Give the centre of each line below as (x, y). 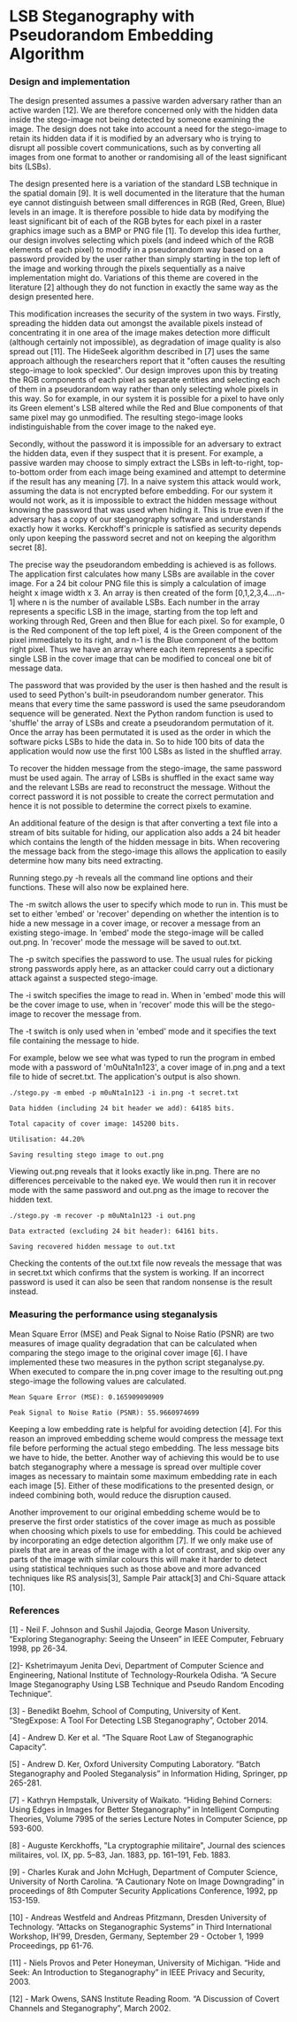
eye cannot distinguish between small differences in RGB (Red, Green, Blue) (147, 203)
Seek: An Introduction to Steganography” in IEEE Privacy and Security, (137, 1972)
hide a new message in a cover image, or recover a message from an (135, 924)
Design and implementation (70, 81)
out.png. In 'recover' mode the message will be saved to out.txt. (126, 942)
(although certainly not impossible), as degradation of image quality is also (145, 342)
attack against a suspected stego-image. (84, 978)
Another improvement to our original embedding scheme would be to (135, 1512)
